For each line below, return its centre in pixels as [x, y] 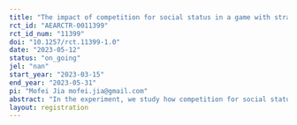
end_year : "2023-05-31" [53, 83]
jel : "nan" [29, 67]
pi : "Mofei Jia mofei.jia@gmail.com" [79, 91]
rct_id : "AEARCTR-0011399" [59, 26]
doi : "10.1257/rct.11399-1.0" [65, 42]
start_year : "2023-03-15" [57, 75]
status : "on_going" [45, 58]
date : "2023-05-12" [45, 50]
